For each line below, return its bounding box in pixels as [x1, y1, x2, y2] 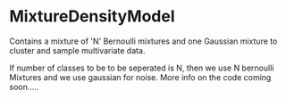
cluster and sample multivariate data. [9, 45, 146, 55]
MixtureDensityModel [9, 6, 175, 27]
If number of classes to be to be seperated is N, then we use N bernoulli [9, 62, 274, 73]
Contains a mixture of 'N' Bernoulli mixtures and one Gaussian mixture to [9, 36, 278, 46]
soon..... [9, 81, 39, 92]
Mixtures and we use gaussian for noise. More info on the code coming [9, 71, 272, 82]
